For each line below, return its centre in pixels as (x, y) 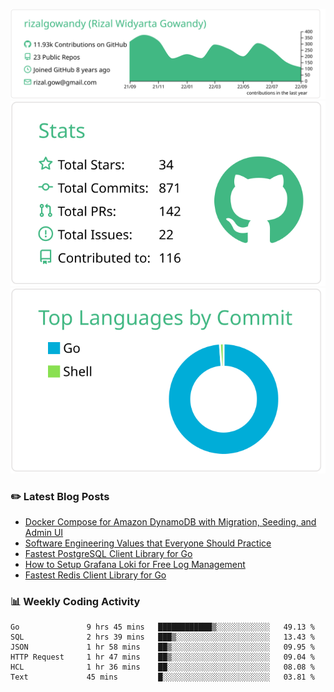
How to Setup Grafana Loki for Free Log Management (135, 564)
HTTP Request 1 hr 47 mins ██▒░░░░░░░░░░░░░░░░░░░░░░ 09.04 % (162, 657)
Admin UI (44, 532)
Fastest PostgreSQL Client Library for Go (108, 553)
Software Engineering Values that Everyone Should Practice (148, 543)
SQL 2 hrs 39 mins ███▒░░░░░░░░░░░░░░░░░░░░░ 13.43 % (162, 637)
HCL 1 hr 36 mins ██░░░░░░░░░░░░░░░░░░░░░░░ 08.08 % (162, 667)
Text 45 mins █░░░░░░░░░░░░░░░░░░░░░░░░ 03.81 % (162, 677)
